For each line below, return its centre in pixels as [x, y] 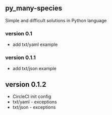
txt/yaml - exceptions [35, 102]
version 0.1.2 [26, 84]
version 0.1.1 [21, 57]
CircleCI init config [32, 97]
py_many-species [34, 8]
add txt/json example [34, 69]
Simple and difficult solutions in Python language [56, 20]
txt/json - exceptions [34, 107]
